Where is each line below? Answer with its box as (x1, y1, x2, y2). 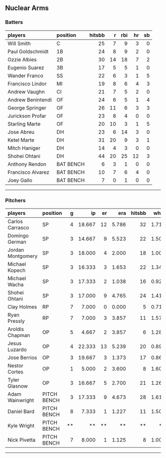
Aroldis (7, 325, 24, 332)
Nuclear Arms (5, 4, 49, 12)
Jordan (7, 246, 24, 253)
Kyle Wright (7, 422, 35, 429)
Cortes (7, 368, 24, 375)
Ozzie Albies (7, 56, 37, 63)
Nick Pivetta (7, 436, 36, 443)
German (7, 238, 26, 245)
